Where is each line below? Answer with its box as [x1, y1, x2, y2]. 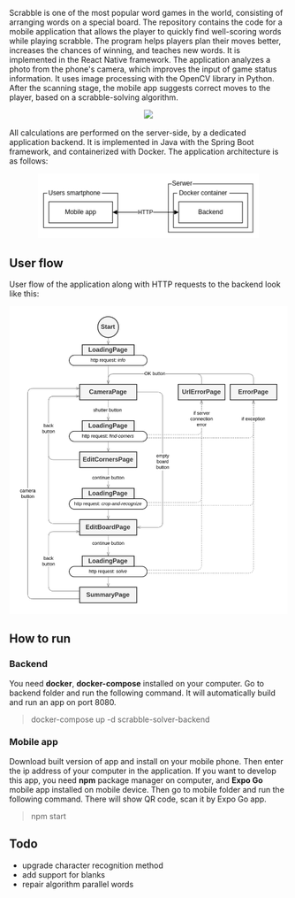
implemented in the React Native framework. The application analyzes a [9, 55, 271, 65]
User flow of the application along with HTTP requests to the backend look [9, 279, 281, 290]
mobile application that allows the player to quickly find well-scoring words [9, 27, 282, 36]
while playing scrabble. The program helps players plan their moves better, [9, 35, 281, 46]
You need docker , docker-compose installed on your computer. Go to [9, 678, 265, 688]
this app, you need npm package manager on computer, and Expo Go [9, 774, 263, 786]
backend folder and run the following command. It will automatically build [9, 687, 276, 698]
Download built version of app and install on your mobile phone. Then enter [9, 756, 284, 766]
